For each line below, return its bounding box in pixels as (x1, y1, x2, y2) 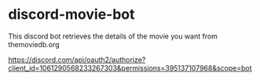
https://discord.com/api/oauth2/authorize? (8, 55, 146, 64)
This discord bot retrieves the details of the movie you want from (8, 31, 218, 41)
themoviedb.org (8, 39, 60, 49)
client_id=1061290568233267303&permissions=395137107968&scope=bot (8, 63, 253, 72)
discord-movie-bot (8, 5, 135, 24)
